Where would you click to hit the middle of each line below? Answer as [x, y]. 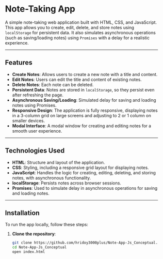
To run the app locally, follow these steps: [47, 225]
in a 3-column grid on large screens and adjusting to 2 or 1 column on [81, 115]
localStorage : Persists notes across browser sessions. [66, 183]
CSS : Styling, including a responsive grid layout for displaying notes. [80, 168]
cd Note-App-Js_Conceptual [39, 247]
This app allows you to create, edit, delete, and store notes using [70, 27]
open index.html [28, 252]
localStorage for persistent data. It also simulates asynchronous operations [81, 32]
